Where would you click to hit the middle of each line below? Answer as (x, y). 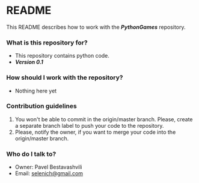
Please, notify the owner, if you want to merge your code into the (95, 132)
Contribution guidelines (41, 106)
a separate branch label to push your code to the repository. (89, 125)
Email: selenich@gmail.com (49, 173)
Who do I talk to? (31, 154)
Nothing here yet (36, 91)
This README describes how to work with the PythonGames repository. (96, 27)
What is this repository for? (47, 43)
